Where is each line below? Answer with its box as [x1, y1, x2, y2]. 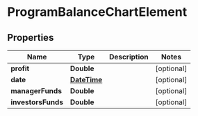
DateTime [69, 75, 103, 84]
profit [10, 64, 30, 73]
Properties [7, 32, 54, 43]
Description [108, 52, 149, 61]
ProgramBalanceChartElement [7, 4, 188, 20]
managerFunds [10, 86, 63, 95]
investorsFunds [10, 97, 64, 107]
